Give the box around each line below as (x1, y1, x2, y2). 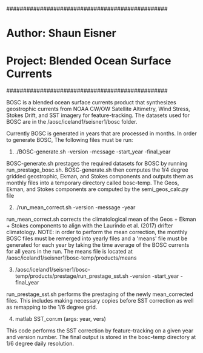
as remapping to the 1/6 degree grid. (6, 303, 98, 311)
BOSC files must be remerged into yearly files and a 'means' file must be (6, 235, 188, 242)
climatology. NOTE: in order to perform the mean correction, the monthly (6, 229, 188, 236)
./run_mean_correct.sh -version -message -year (15, 204, 136, 211)
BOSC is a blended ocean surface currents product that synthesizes (6, 99, 177, 106)
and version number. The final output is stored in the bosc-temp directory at (6, 334, 196, 341)
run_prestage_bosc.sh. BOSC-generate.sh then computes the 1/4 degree (6, 166, 189, 173)
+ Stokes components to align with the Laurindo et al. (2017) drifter (6, 222, 173, 229)
